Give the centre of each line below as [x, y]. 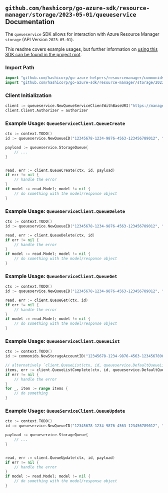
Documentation [30, 22]
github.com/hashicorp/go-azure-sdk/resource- [77, 8]
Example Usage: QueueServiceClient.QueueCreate [65, 123]
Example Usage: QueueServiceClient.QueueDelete [65, 211]
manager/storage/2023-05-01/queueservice [71, 15]
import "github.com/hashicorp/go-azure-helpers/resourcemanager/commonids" [86, 78]
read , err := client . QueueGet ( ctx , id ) [47, 300]
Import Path [20, 67]
